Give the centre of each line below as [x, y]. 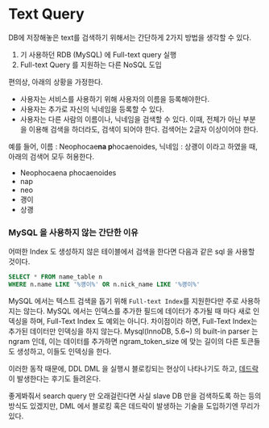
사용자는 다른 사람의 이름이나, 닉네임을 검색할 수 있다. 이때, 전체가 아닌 [130, 119]
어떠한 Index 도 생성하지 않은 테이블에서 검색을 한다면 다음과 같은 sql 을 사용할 [132, 252]
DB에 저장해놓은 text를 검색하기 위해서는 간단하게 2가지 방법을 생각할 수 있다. [130, 37]
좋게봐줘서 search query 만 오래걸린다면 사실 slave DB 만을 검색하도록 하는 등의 [135, 396]
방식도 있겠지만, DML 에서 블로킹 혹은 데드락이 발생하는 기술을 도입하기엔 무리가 [134, 405]
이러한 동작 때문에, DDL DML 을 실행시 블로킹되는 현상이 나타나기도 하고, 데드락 [134, 368]
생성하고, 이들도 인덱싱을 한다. [64, 351]
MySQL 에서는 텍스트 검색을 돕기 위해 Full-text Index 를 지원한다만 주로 [124, 300]
